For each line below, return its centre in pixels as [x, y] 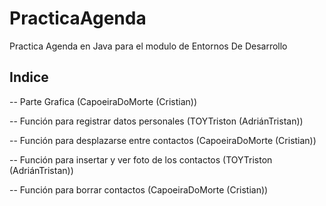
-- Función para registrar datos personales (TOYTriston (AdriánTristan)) [156, 121]
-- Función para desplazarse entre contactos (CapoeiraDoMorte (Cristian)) [163, 140]
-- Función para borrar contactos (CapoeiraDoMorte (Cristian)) [139, 189]
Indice [29, 77]
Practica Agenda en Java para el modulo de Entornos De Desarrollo [148, 46]
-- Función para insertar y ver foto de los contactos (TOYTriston [141, 159]
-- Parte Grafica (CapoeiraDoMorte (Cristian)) [103, 101]
